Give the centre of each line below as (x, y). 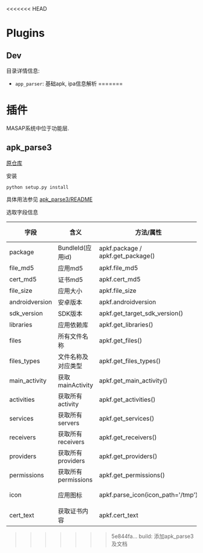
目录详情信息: (23, 71)
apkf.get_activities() (127, 399)
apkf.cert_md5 (120, 279)
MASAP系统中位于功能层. (38, 128)
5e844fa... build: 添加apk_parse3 (153, 536)
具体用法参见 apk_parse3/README (50, 199)
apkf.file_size (118, 290)
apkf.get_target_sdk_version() (141, 313)
